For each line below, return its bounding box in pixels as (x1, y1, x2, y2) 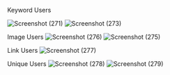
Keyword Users (7, 6, 52, 14)
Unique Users (7, 60, 47, 68)
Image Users (7, 33, 44, 41)
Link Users (7, 47, 38, 54)
